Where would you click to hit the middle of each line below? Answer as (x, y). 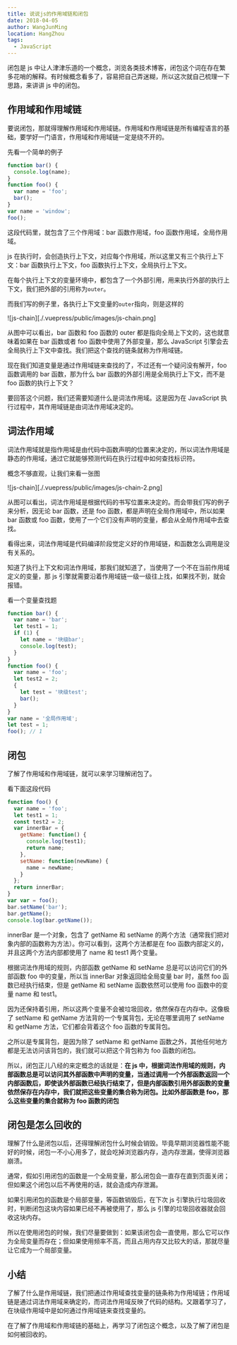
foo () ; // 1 (25, 732)
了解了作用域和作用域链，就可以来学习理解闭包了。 (81, 774)
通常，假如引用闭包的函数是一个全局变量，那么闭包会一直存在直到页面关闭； (119, 1176)
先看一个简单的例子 (35, 152)
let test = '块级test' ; (54, 692)
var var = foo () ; (33, 901)
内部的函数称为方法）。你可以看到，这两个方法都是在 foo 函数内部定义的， (120, 943)
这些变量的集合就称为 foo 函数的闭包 (66, 1101)
